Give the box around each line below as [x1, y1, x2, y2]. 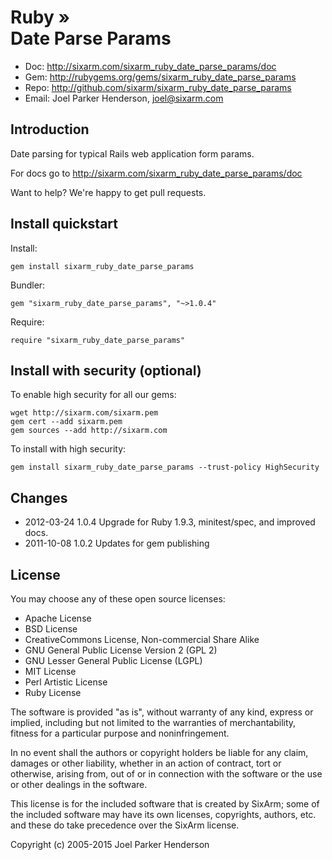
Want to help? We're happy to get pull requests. [10, 186, 207, 198]
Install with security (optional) [10, 362, 202, 379]
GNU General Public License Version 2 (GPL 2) [24, 644, 218, 656]
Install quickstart [10, 216, 119, 233]
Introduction [10, 121, 90, 138]
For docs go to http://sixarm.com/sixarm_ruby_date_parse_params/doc [10, 167, 303, 179]
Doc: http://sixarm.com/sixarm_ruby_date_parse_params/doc [24, 60, 277, 72]
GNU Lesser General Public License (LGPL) [24, 655, 203, 666]
